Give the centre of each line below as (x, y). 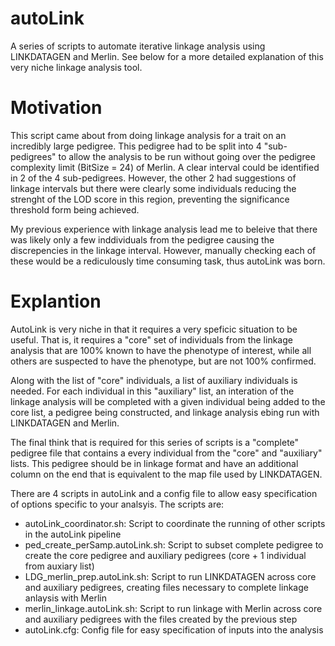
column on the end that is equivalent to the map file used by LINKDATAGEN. (166, 474)
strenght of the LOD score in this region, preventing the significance (150, 199)
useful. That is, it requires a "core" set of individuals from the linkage (151, 339)
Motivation (56, 108)
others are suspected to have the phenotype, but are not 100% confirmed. (163, 361)
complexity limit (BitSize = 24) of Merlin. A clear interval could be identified (165, 167)
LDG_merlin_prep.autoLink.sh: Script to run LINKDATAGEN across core (170, 576)
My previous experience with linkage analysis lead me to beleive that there (164, 229)
